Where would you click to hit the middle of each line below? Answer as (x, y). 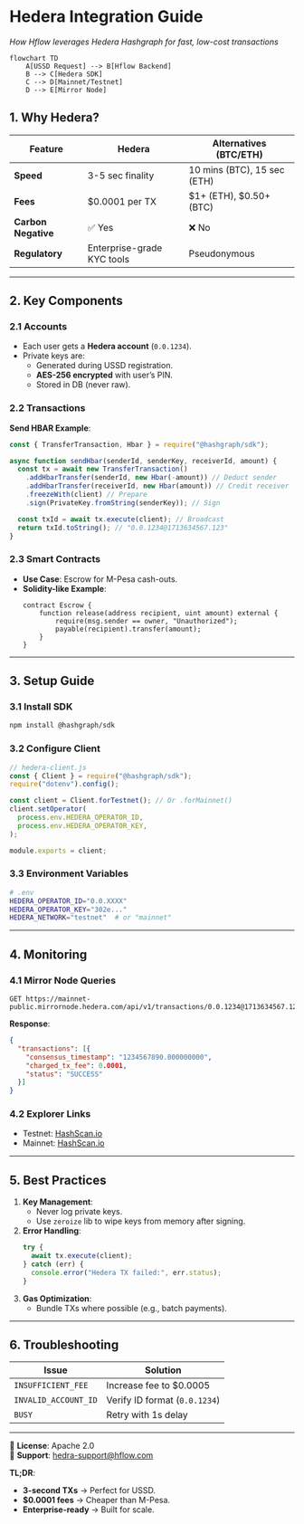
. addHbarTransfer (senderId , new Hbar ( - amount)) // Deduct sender (152, 478)
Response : (30, 1024)
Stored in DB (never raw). (83, 385)
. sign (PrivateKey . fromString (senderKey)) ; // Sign (123, 503)
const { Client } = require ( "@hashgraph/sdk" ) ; (101, 776)
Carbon (30, 222)
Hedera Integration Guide (106, 17)
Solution (163, 1370)
